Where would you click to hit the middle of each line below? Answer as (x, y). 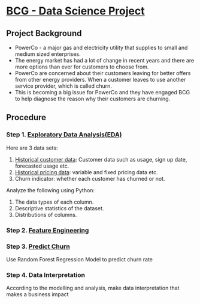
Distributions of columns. (46, 214)
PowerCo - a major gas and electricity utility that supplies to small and (101, 47)
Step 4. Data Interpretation (46, 275)
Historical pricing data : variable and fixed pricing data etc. (87, 172)
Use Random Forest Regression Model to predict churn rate (80, 259)
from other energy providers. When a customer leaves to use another (100, 80)
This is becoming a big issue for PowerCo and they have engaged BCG (102, 92)
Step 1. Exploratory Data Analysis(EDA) (64, 135)
